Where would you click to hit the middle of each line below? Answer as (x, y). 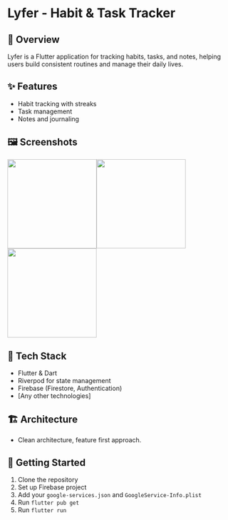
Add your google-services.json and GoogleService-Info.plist (109, 495)
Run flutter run (42, 510)
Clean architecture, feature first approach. (79, 440)
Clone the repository (48, 480)
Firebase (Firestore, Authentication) (70, 388)
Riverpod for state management (64, 381)
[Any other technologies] (54, 396)
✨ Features (32, 87)
